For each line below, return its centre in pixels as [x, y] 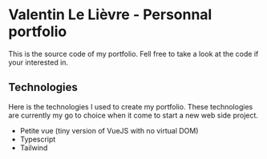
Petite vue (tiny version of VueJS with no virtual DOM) [109, 130]
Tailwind [34, 147]
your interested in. [38, 62]
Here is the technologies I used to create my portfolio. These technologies [131, 106]
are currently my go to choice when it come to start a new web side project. [133, 115]
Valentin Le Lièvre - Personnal [110, 15]
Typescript [38, 139]
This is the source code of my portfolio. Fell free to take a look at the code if [133, 54]
